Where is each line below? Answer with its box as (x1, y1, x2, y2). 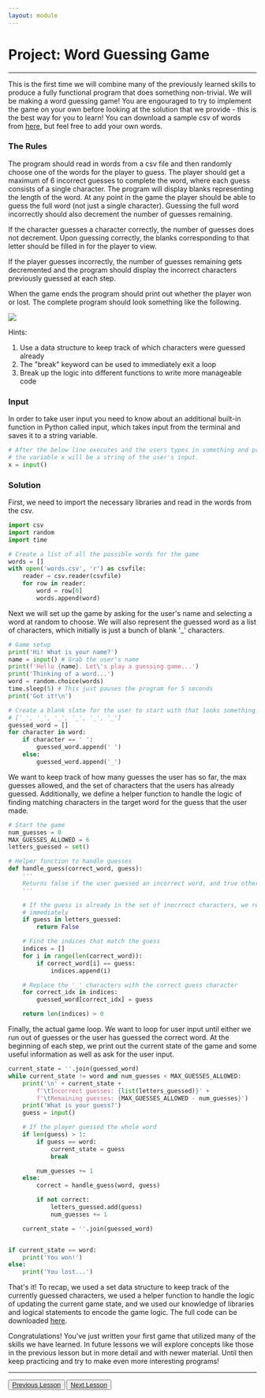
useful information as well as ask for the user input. (8, 1049, 175, 1060)
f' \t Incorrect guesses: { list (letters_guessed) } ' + (36, 1086, 211, 1095)
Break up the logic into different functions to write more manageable (19, 368, 242, 377)
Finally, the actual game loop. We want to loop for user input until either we (8, 1025, 252, 1034)
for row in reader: (22, 580, 87, 588)
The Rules (8, 141, 47, 152)
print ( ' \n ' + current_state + (22, 1079, 122, 1087)
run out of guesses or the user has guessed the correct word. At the (8, 1033, 230, 1042)
